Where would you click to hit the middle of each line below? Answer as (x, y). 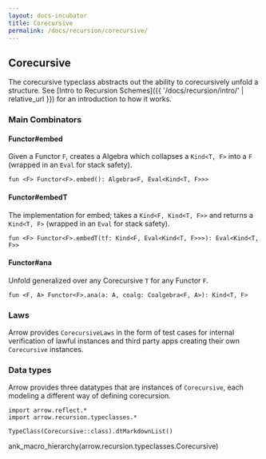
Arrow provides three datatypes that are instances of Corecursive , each (126, 387)
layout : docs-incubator (48, 16)
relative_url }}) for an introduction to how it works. (90, 99)
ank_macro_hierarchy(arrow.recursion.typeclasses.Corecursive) (113, 446)
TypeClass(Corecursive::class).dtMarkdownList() (91, 432)
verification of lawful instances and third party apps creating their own (124, 341)
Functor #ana (30, 263)
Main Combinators (45, 120)
